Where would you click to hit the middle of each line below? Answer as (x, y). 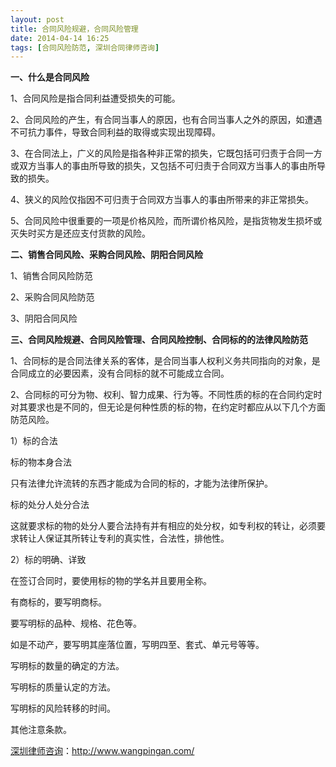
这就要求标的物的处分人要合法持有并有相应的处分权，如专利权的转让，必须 (163, 526)
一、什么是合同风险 (50, 77)
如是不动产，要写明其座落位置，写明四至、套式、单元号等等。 (137, 645)
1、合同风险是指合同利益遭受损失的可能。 (95, 98)
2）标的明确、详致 (48, 560)
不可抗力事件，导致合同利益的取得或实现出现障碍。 (115, 132)
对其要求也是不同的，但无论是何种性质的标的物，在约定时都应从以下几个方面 (168, 407)
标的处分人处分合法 (50, 505)
